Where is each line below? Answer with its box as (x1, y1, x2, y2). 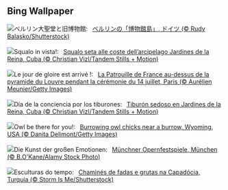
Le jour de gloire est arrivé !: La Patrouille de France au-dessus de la (14, 70, 210, 78)
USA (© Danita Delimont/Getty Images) (7, 130, 118, 138)
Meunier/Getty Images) (7, 85, 73, 93)
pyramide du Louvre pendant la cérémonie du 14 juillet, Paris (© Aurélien (7, 77, 212, 85)
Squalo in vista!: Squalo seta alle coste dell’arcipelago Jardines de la (14, 47, 210, 55)
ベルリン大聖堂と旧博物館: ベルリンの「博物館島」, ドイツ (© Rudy (14, 24, 205, 33)
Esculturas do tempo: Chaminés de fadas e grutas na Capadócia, (14, 167, 201, 176)
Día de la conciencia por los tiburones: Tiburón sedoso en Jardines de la (14, 100, 221, 108)
